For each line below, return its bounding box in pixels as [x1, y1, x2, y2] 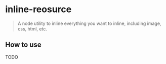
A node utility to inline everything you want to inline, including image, [17, 20, 161, 26]
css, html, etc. [17, 25, 47, 31]
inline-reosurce [5, 4, 72, 15]
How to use [5, 41, 41, 49]
